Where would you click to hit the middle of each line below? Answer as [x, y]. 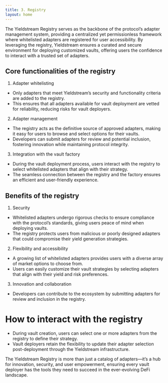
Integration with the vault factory [46, 154]
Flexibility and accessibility [40, 248]
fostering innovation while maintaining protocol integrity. [70, 145]
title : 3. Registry [26, 10]
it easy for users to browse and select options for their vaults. [76, 134]
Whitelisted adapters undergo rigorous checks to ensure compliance [83, 218]
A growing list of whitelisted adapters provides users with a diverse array [88, 259]
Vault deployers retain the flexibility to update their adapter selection [83, 344]
